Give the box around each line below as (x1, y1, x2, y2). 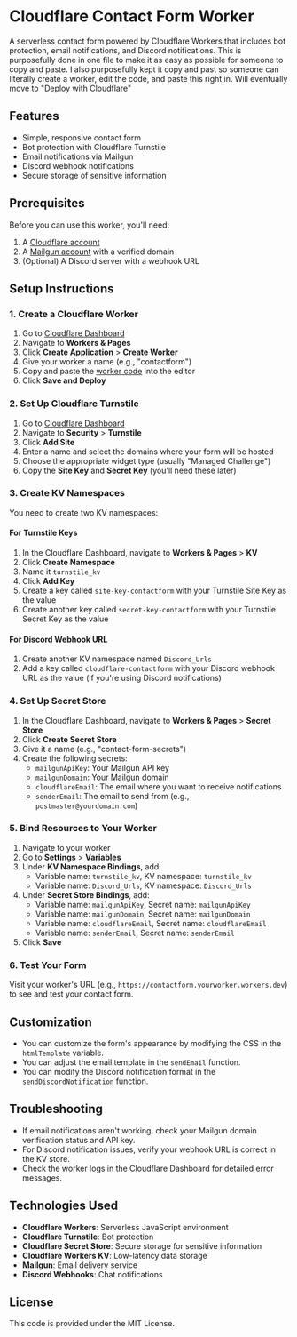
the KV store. (21, 1153, 71, 1164)
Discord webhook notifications (21, 160, 135, 171)
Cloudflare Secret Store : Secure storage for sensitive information (21, 1240, 262, 1251)
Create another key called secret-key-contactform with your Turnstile (21, 604, 277, 615)
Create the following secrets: (21, 753, 129, 764)
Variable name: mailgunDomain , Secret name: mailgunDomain (35, 909, 251, 919)
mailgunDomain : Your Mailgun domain (35, 772, 170, 782)
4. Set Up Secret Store (9, 695, 106, 708)
